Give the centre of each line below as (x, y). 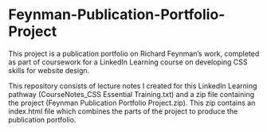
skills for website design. (49, 70)
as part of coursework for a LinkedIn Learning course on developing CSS (128, 62)
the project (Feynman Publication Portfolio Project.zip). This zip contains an (132, 103)
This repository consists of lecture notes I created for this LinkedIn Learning (133, 86)
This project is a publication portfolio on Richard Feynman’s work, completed (134, 53)
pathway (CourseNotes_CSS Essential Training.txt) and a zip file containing (132, 94)
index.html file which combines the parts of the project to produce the (123, 111)
